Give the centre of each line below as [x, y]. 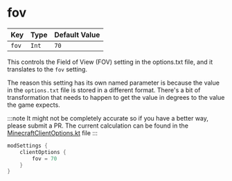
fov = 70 [45, 158]
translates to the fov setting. [47, 69]
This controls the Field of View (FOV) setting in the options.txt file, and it [110, 62]
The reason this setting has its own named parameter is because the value [114, 83]
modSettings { [28, 146]
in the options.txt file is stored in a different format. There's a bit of [104, 90]
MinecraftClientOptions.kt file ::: [53, 132]
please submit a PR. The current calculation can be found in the [98, 126]
